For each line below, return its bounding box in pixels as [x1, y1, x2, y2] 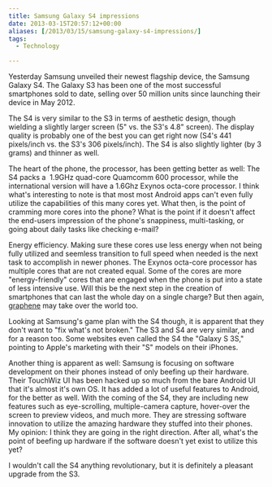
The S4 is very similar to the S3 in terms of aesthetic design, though [8, 113, 236, 123]
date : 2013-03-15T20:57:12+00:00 [8, 20, 122, 28]
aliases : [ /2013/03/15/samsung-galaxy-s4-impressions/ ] [8, 27, 201, 35]
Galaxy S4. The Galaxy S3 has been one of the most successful [8, 81, 222, 90]
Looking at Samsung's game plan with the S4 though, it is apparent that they [8, 317, 265, 327]
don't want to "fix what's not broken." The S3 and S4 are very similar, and [8, 325, 254, 335]
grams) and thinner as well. [8, 148, 100, 158]
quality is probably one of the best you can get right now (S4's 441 [8, 131, 231, 141]
